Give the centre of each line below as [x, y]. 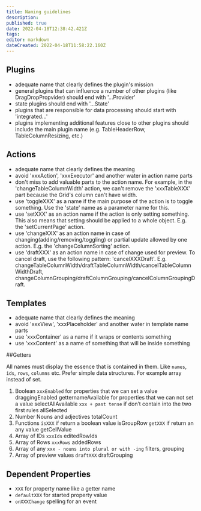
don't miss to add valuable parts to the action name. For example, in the [103, 182]
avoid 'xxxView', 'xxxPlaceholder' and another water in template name [102, 324]
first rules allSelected [41, 410]
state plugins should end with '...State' [62, 104]
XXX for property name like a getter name [65, 489]
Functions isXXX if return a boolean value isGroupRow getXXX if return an [104, 423]
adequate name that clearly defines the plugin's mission [84, 84]
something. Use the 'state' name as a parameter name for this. [92, 207]
